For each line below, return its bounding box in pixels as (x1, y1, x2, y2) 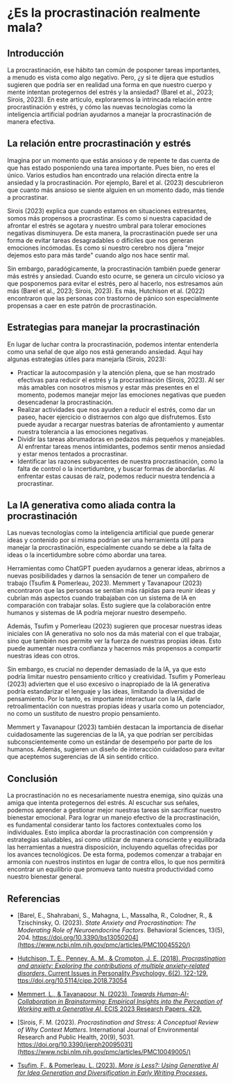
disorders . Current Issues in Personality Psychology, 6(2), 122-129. (17, 969, 208, 978)
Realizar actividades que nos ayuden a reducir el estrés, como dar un (17, 405, 216, 413)
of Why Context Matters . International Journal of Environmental (17, 1026, 199, 1034)
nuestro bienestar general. (7, 872, 83, 881)
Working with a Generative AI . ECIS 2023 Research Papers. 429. (17, 1005, 202, 1013)
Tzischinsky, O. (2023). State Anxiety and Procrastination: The (17, 918, 196, 927)
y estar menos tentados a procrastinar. (17, 449, 128, 458)
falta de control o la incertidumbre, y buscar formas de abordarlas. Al (17, 464, 215, 472)
